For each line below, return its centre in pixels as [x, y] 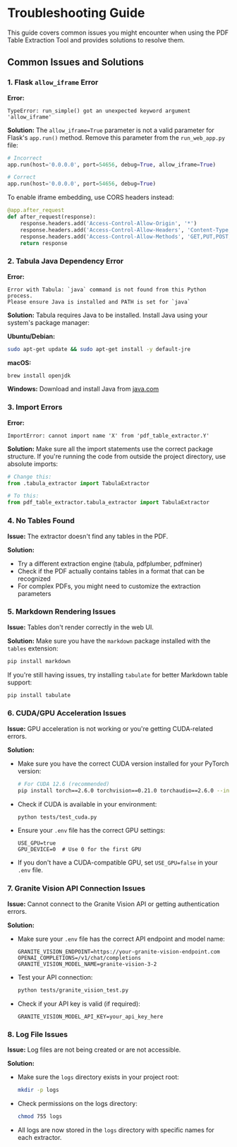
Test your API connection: [55, 977]
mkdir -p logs [38, 1090]
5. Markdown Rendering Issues [62, 612]
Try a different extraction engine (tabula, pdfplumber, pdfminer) [110, 564]
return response [44, 243]
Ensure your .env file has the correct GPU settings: [91, 831]
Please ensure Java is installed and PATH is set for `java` [99, 302]
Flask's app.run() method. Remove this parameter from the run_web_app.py [116, 137]
